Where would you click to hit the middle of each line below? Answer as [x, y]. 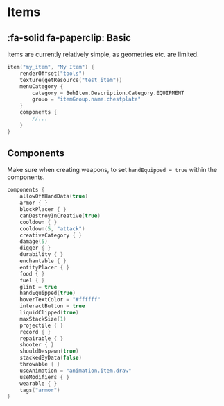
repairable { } [42, 338]
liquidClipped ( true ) [49, 313]
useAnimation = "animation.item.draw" [76, 371]
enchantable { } [43, 261]
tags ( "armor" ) [40, 390]
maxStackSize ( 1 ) [43, 319]
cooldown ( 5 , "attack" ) [52, 229]
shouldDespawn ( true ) [49, 351]
